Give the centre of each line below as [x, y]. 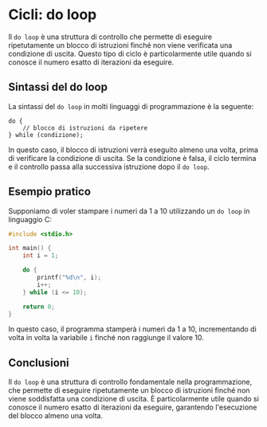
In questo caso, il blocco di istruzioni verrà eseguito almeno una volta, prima [133, 150]
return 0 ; [39, 307]
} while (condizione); [46, 135]
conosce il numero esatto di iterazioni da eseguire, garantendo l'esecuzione [133, 407]
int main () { [30, 249]
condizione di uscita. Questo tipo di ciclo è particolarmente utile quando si [130, 53]
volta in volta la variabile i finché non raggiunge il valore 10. [106, 338]
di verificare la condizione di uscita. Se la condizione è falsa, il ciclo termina [132, 158]
